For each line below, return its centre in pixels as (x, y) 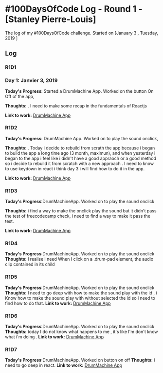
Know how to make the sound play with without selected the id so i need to (80, 298)
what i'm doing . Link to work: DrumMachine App (54, 337)
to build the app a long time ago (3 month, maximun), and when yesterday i (80, 153)
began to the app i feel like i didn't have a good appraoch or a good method (81, 158)
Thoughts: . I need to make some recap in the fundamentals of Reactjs (76, 105)
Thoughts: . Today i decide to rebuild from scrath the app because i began (80, 148)
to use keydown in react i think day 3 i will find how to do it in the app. (75, 168)
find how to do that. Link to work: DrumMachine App (58, 303)
